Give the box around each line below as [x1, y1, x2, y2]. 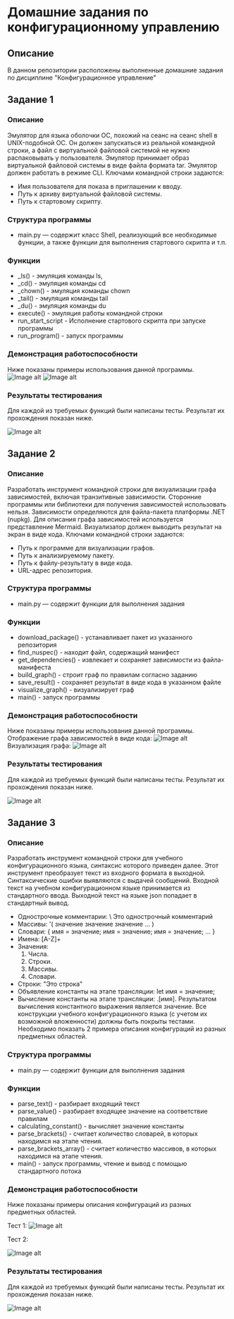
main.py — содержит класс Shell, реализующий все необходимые [17, 230, 217, 239]
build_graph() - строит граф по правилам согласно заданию [17, 671, 197, 679]
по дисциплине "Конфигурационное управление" [7, 73, 156, 82]
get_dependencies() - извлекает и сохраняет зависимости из [17, 656, 201, 664]
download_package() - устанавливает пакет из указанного [17, 633, 192, 642]
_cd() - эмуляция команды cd [17, 279, 106, 287]
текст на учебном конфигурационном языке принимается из [7, 884, 191, 892]
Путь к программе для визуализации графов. [17, 543, 155, 552]
